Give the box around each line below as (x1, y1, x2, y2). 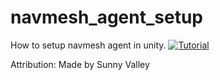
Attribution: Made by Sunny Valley (10, 58, 150, 70)
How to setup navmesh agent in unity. (10, 39, 167, 51)
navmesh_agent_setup (10, 6, 204, 29)
